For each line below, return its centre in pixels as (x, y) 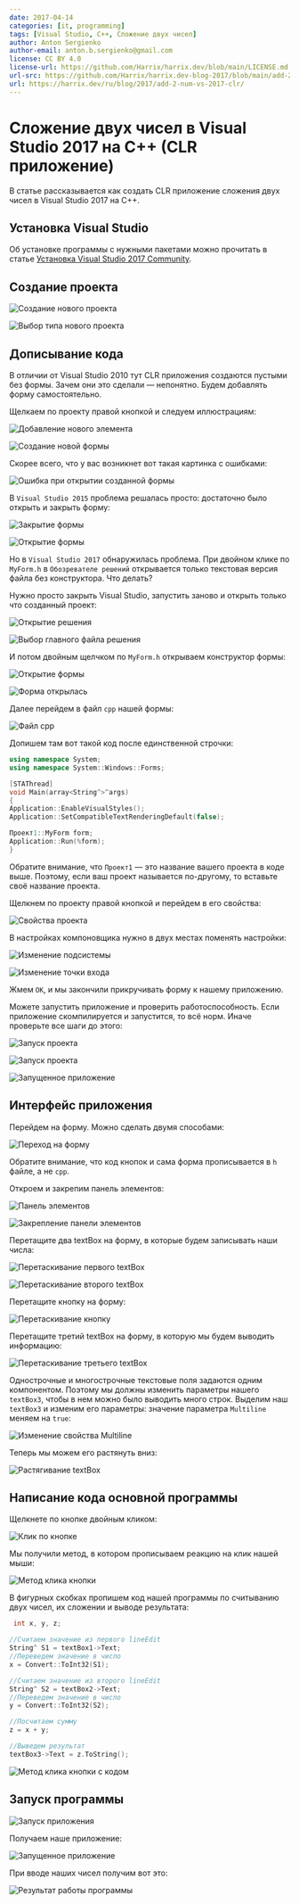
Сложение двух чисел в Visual (128, 128)
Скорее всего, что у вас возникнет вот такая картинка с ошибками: (138, 463)
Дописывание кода (66, 354)
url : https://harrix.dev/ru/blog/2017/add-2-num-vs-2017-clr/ (127, 84)
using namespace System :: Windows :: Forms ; (87, 768)
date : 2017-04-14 (41, 17)
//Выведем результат (48, 1746)
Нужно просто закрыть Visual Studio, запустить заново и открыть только (148, 595)
